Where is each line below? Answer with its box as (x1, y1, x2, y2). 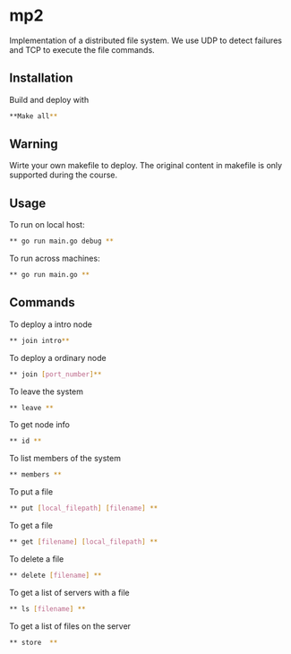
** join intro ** (9, 336, 70, 345)
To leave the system (9, 386, 83, 397)
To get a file (9, 521, 54, 531)
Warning (9, 136, 58, 152)
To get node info (9, 419, 70, 430)
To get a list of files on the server (9, 620, 132, 632)
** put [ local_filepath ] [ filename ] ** (9, 503, 158, 513)
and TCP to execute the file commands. (9, 44, 155, 55)
